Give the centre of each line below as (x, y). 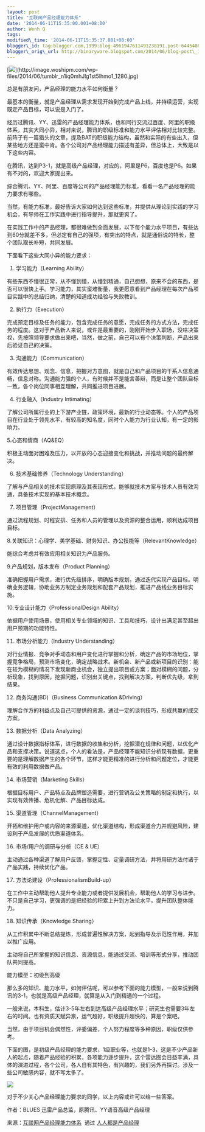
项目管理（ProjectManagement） (57, 507)
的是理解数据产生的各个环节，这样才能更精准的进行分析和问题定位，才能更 (105, 759)
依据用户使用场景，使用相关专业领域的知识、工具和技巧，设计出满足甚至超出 (103, 620)
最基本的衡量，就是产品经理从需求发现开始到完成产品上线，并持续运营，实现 (103, 102)
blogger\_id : (23, 46)
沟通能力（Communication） (51, 358)
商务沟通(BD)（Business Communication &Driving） (81, 697)
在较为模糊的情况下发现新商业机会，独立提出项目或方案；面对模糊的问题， (100, 669)
